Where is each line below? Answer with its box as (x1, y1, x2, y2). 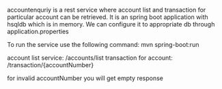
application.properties (7, 27, 70, 35)
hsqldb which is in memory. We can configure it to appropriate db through (7, 20, 215, 28)
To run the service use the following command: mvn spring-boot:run (7, 41, 199, 48)
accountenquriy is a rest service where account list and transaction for (7, 6, 206, 14)
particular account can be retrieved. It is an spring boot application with (7, 13, 208, 21)
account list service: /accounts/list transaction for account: (7, 54, 173, 62)
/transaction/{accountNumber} (7, 61, 94, 69)
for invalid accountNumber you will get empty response (7, 74, 164, 82)
